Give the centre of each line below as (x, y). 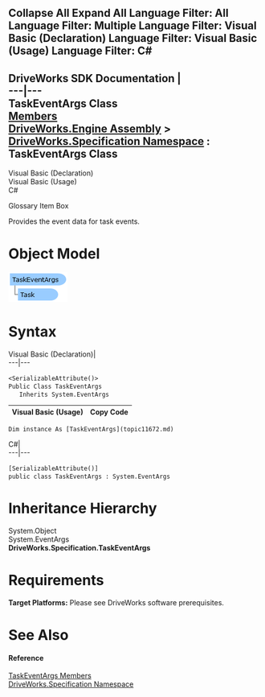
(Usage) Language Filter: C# (80, 51)
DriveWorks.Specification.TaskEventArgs (79, 548)
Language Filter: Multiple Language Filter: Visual (132, 26)
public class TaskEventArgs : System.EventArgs (90, 477)
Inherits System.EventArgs (64, 395)
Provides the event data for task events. (74, 221)
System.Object (33, 531)
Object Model (54, 254)
